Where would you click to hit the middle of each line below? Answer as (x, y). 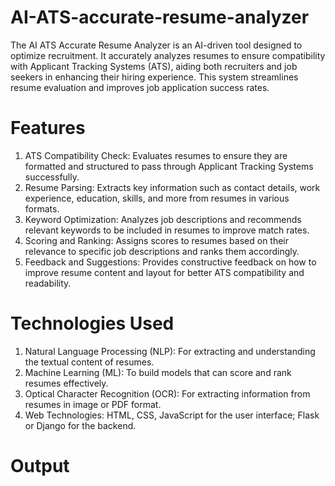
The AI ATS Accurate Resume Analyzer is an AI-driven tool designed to (156, 45)
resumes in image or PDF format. (93, 404)
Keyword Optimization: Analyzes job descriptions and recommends (163, 219)
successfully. (52, 177)
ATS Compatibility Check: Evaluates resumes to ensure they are (156, 155)
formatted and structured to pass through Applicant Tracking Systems (169, 166)
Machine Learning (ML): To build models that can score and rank (158, 372)
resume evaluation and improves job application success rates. (140, 87)
